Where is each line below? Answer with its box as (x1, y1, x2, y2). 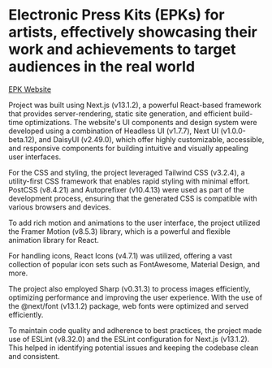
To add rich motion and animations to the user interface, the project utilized (8, 218, 261, 227)
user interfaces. (8, 152, 62, 162)
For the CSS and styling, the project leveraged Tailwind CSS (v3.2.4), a (8, 167, 245, 177)
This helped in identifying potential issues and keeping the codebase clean (8, 343, 259, 353)
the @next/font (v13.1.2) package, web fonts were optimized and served (8, 301, 249, 310)
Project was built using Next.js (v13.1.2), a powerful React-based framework (8, 100, 261, 110)
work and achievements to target (8, 41, 236, 58)
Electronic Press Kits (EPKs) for (8, 6, 225, 24)
